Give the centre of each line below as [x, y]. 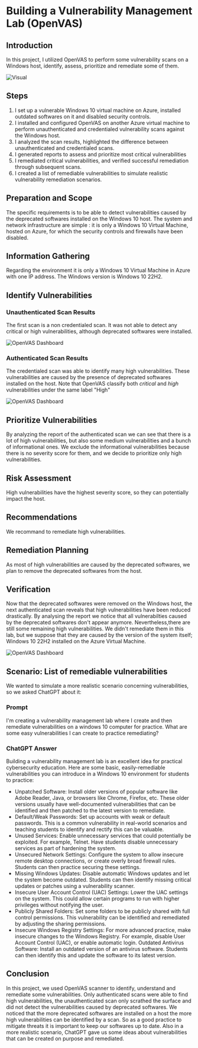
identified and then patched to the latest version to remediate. [90, 810]
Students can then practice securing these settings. [77, 867]
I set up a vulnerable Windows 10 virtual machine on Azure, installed [98, 110]
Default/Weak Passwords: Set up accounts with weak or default [92, 816]
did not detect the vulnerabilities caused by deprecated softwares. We [92, 1007]
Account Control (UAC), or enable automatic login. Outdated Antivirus [99, 943]
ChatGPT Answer [32, 748]
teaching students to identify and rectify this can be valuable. [89, 829]
